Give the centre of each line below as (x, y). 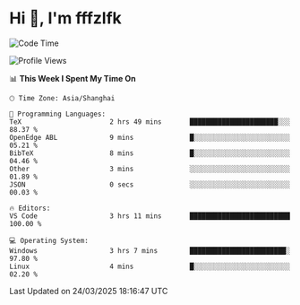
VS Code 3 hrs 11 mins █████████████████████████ (150, 216)
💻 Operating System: (49, 240)
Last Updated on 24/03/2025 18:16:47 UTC (89, 291)
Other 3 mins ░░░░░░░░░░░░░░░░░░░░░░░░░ (150, 169)
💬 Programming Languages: (57, 114)
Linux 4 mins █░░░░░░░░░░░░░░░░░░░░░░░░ (150, 266)
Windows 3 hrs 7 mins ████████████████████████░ (150, 250)
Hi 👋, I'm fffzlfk (66, 18)
